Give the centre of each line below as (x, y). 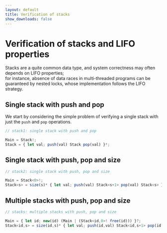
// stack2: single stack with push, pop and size (58, 171)
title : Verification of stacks (38, 14)
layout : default (22, 10)
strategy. (14, 89)
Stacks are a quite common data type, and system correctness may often (80, 68)
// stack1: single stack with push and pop (51, 131)
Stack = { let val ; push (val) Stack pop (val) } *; (58, 145)
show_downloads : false (29, 19)
